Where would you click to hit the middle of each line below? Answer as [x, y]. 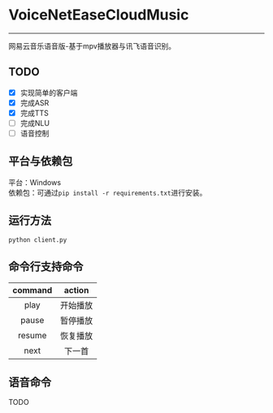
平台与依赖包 [41, 161]
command [32, 290]
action [76, 290]
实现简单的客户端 [49, 92]
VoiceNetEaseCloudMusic [99, 15]
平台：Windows [35, 182]
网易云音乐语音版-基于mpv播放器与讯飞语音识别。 [92, 45]
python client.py [38, 240]
